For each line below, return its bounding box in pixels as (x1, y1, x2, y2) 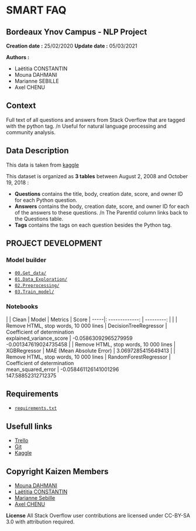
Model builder (6, 256, 47, 264)
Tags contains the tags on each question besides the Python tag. (14, 221, 172, 229)
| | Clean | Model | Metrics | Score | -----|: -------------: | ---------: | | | (6, 316, 177, 323)
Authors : (6, 54, 30, 60)
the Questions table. (14, 215, 63, 222)
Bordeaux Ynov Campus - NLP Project (6, 27, 147, 37)
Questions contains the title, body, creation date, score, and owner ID (14, 190, 183, 197)
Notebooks (6, 302, 39, 311)
